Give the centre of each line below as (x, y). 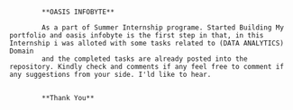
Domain (22, 51)
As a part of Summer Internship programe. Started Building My (163, 28)
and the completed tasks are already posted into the (145, 59)
